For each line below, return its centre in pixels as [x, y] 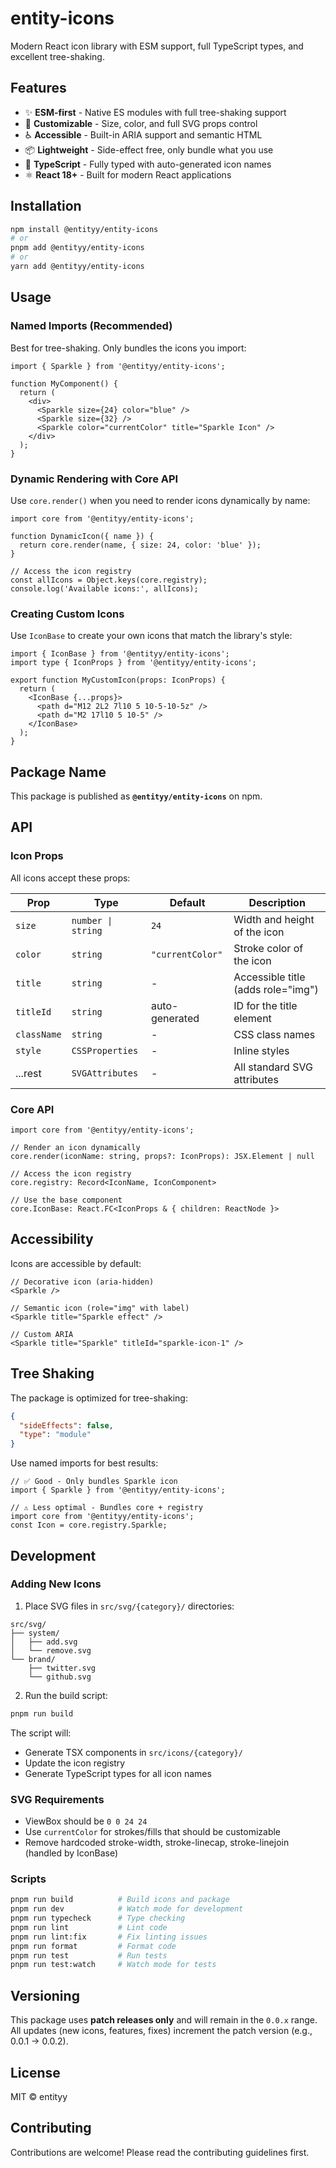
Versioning [45, 1995]
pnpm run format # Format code [93, 1946]
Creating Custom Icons [67, 614]
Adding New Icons [56, 1584]
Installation [46, 206]
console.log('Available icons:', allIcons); [104, 588]
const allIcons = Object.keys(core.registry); [109, 580]
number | [92, 920]
